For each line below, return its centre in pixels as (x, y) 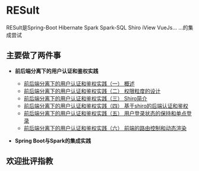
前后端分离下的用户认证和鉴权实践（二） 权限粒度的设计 (92, 91)
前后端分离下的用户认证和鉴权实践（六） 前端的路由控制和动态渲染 (105, 128)
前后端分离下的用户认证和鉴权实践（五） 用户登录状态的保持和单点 (105, 113)
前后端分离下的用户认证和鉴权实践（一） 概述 (79, 83)
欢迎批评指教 (30, 161)
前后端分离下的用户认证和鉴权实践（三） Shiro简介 (85, 98)
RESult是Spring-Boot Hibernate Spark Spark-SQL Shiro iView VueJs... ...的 (97, 27)
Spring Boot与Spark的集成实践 (53, 141)
